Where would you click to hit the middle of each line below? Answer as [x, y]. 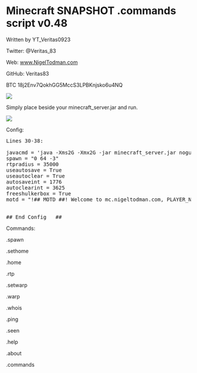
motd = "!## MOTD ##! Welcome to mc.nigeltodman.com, [85, 199]
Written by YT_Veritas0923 [38, 39]
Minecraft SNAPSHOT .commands [91, 11]
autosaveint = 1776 [34, 182]
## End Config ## [34, 217]
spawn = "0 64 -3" [33, 158]
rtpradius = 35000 [33, 164]
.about [14, 353]
